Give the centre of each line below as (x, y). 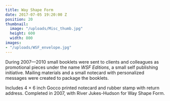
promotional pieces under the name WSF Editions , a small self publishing (82, 67)
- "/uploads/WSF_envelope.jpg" (38, 47)
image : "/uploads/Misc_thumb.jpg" (46, 29)
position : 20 (19, 19)
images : (13, 43)
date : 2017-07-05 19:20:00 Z (36, 15)
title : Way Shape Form (29, 10)
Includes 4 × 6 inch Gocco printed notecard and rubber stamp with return (82, 88)
